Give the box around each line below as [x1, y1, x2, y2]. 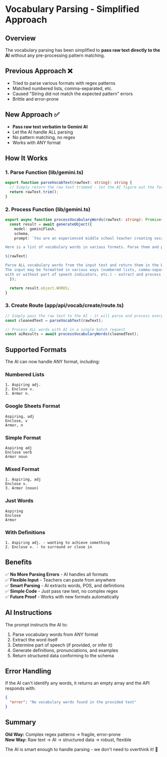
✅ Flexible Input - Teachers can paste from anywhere [5, 577, 116, 583]
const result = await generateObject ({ [9, 222, 92, 227]
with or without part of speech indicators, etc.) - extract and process [5, 272, 162, 277]
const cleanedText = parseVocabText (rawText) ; [5, 318, 103, 323]
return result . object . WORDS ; [9, 286, 70, 291]
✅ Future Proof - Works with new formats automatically [5, 594, 119, 600]
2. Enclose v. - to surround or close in [5, 544, 92, 549]
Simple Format [5, 434, 41, 441]
